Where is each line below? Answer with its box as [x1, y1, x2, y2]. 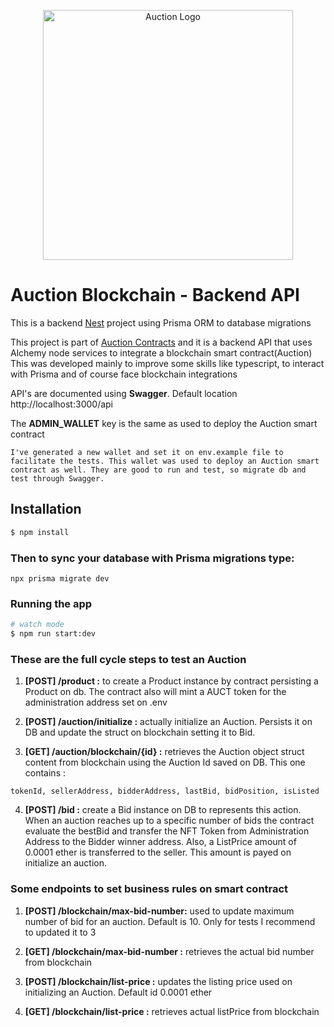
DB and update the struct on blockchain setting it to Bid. [24, 726, 256, 739]
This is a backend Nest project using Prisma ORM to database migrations [10, 316, 312, 329]
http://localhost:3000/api [10, 398, 113, 410]
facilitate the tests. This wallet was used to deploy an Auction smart [10, 456, 320, 466]
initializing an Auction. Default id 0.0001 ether [24, 986, 213, 998]
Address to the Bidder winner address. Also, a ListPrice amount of [24, 836, 297, 848]
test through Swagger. [10, 473, 105, 484]
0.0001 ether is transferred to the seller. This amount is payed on [24, 846, 292, 859]
